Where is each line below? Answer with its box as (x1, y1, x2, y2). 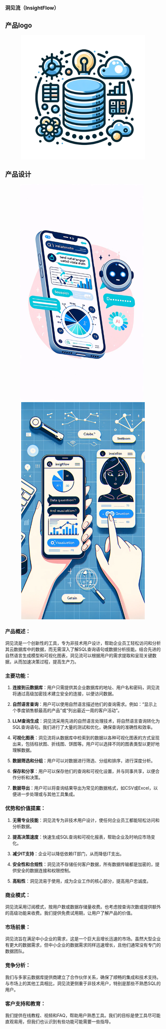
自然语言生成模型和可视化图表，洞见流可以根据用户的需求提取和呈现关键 (5, 653, 152, 659)
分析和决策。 (16, 774, 43, 780)
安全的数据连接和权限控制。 (16, 867, 73, 873)
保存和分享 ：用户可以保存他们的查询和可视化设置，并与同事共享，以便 (12, 768, 156, 774)
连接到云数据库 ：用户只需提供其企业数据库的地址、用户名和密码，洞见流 (12, 685, 160, 690)
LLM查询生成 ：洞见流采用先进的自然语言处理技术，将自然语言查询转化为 (12, 718, 160, 724)
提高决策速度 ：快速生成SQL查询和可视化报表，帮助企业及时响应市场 (12, 834, 151, 840)
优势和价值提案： (5, 805, 46, 812)
